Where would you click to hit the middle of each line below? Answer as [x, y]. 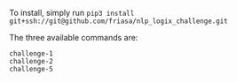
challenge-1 [31, 54]
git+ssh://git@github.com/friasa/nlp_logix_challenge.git [118, 21]
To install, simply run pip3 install [72, 13]
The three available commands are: [74, 37]
